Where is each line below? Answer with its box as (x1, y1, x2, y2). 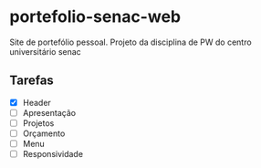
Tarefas (9, 73, 55, 89)
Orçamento (22, 128, 66, 139)
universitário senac (9, 46, 82, 57)
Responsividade (22, 149, 84, 160)
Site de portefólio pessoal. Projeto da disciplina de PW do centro (9, 37, 253, 47)
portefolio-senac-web (9, 6, 181, 27)
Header (22, 97, 52, 108)
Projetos (22, 117, 55, 129)
